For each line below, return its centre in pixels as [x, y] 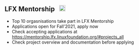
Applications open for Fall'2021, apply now [55, 26]
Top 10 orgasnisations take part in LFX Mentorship [63, 21]
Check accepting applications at [44, 31]
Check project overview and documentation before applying [73, 42]
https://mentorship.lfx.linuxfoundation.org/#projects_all [68, 37]
